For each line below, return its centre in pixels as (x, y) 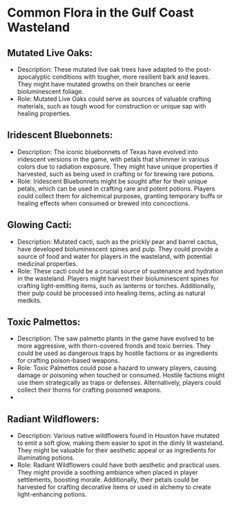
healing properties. (44, 113)
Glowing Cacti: (40, 225)
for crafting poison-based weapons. (68, 361)
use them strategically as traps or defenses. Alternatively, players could (119, 383)
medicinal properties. (47, 263)
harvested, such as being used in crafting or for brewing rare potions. (116, 173)
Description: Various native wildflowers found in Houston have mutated (118, 436)
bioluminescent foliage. (50, 92)
